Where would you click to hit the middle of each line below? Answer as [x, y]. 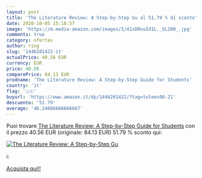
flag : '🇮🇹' [21, 91]
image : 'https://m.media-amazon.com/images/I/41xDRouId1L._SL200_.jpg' [99, 29]
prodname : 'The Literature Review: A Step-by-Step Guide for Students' [99, 80]
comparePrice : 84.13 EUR [38, 74]
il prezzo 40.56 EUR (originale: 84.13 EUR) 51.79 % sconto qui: [84, 132]
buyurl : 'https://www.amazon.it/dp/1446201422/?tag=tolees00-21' [91, 97]
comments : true [26, 35]
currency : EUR [24, 63]
